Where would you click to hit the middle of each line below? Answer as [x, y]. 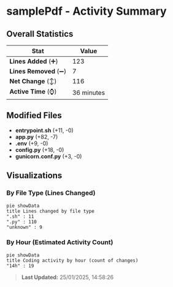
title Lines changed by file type [51, 211]
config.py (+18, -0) [40, 150]
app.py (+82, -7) [37, 136]
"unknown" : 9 [25, 227]
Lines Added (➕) [34, 61]
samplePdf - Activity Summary [87, 11]
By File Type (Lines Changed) [51, 193]
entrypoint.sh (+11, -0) [44, 130]
